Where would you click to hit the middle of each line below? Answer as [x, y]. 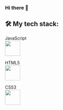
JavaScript [16, 38]
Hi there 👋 [17, 8]
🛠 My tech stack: [32, 24]
